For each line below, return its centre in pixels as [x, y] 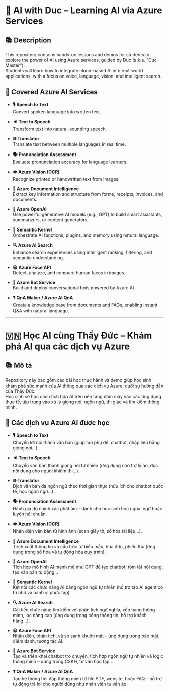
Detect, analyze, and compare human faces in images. [69, 273]
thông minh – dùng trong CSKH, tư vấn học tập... [63, 661]
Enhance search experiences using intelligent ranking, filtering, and [82, 252]
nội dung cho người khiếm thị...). [46, 471]
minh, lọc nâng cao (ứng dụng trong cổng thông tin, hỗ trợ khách [80, 615]
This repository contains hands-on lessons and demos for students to [77, 55]
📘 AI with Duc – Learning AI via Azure [84, 10]
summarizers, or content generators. [51, 220]
